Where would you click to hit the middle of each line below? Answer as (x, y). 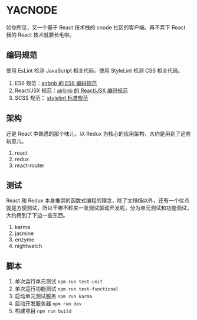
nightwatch (28, 246)
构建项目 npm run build (43, 311)
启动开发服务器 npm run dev (48, 303)
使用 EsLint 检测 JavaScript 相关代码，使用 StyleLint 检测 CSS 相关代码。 (95, 70)
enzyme (24, 240)
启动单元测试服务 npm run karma (53, 296)
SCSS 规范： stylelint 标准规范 (51, 97)
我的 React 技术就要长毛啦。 (40, 35)
